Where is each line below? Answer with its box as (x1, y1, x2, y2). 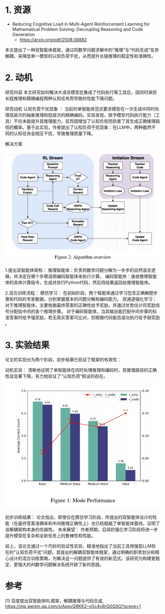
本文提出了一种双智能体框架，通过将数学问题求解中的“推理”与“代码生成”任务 (5, 47, 159, 53)
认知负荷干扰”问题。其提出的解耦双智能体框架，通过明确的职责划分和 (15, 549, 156, 555)
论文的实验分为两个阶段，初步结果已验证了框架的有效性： (5, 357, 121, 363)
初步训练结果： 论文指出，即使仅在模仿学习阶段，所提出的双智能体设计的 (5, 514, 153, 520)
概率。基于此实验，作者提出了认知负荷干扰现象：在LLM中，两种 (13, 124, 143, 130)
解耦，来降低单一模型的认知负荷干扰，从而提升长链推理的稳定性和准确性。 (5, 53, 156, 59)
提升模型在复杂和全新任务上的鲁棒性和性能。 (5, 532, 96, 538)
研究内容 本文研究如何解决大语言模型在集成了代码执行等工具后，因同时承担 (5, 89, 157, 95)
